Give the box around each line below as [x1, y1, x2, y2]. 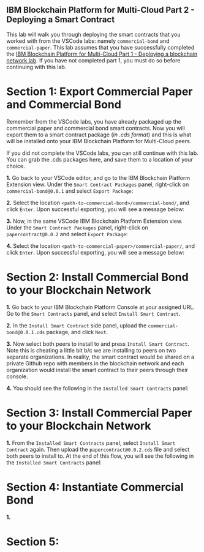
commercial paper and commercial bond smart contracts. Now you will [6, 124, 185, 132]
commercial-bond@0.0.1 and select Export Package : [6, 187, 134, 195]
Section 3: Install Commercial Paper [6, 406, 192, 420]
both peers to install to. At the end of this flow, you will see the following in [6, 452, 194, 460]
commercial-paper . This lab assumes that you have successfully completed [6, 43, 195, 51]
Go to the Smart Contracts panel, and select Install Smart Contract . [6, 310, 181, 317]
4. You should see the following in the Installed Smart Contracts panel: [6, 384, 189, 392]
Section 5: [6, 535, 59, 548]
